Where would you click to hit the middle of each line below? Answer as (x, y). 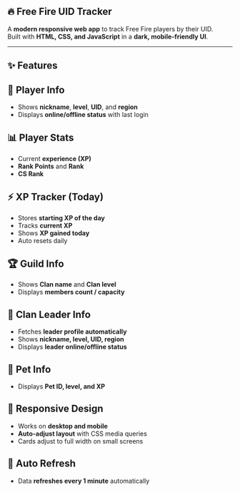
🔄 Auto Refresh (42, 464)
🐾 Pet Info (29, 369)
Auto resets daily (42, 240)
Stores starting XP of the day (61, 217)
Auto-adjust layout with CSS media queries (82, 434)
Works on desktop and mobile (63, 426)
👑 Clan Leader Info (49, 314)
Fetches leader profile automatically (72, 332)
